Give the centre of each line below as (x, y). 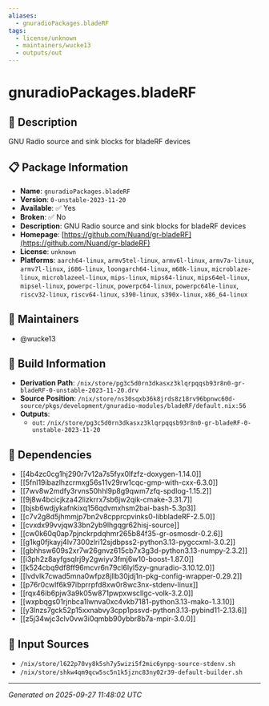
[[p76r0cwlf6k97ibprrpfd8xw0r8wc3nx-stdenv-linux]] (109, 585)
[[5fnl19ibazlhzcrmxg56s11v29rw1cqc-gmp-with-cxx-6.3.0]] (119, 482)
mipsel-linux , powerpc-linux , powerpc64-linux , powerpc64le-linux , (129, 285)
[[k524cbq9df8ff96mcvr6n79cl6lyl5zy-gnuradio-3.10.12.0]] (117, 568)
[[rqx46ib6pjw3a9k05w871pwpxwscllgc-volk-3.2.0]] (106, 593)
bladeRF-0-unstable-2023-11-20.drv (79, 391)
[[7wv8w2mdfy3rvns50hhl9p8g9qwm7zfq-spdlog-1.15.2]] (116, 491)
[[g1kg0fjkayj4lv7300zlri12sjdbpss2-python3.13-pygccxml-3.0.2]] (128, 543)
